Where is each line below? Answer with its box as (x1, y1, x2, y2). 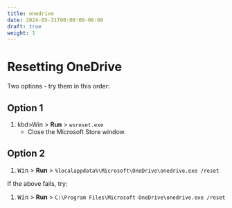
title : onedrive (7, 10, 54, 17)
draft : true (7, 23, 42, 30)
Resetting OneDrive (7, 59, 123, 75)
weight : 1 (7, 29, 36, 37)
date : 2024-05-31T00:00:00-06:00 (7, 17, 104, 23)
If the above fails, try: (7, 179, 68, 187)
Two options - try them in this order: (7, 82, 110, 91)
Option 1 (7, 102, 44, 114)
